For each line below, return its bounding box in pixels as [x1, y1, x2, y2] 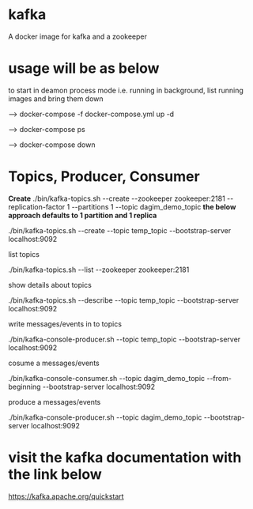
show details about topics [8, 280, 93, 289]
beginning [8, 382, 41, 391]
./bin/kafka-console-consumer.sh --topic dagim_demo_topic [8, 373, 206, 383]
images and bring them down [8, 93, 104, 104]
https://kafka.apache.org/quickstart [8, 492, 124, 501]
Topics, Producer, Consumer [8, 168, 200, 186]
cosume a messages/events [8, 358, 100, 368]
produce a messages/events [8, 397, 101, 406]
